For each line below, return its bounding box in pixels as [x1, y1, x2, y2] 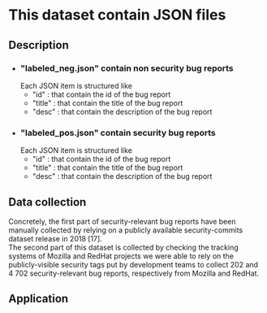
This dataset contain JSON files [8, 6, 226, 24]
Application [8, 292, 69, 306]
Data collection [8, 195, 87, 209]
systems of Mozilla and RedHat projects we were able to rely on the [8, 250, 234, 261]
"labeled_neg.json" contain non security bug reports [19, 63, 234, 74]
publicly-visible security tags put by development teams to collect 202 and [8, 259, 258, 269]
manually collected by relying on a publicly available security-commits [8, 225, 243, 235]
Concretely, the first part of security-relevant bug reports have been [8, 216, 236, 226]
